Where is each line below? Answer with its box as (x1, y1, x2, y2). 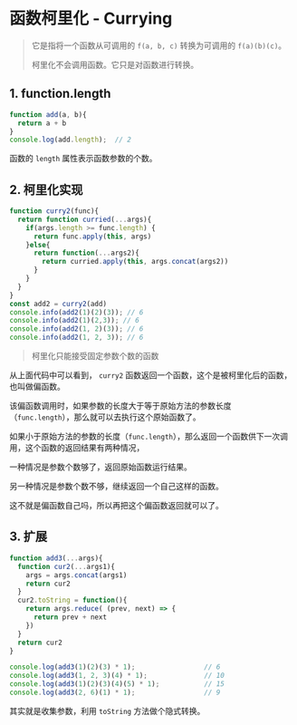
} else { (25, 240, 51, 249)
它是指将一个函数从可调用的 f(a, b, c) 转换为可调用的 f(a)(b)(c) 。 (31, 40, 287, 51)
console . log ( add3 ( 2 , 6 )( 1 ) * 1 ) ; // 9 (9, 688, 221, 697)
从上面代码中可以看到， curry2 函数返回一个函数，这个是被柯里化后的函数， (9, 370, 292, 381)
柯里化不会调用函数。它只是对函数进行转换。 (31, 59, 199, 70)
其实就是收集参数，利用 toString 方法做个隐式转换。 (9, 705, 206, 716)
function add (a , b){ (9, 110, 88, 119)
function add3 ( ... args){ (9, 554, 103, 563)
